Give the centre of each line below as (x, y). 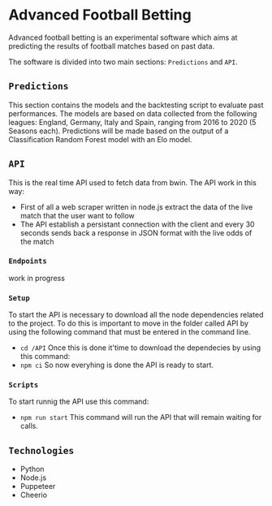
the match (37, 241)
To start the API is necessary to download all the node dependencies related (136, 315)
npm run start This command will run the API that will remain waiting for (141, 417)
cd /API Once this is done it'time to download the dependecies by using (140, 348)
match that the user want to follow (78, 215)
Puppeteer (38, 487)
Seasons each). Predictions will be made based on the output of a (119, 131)
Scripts (24, 385)
